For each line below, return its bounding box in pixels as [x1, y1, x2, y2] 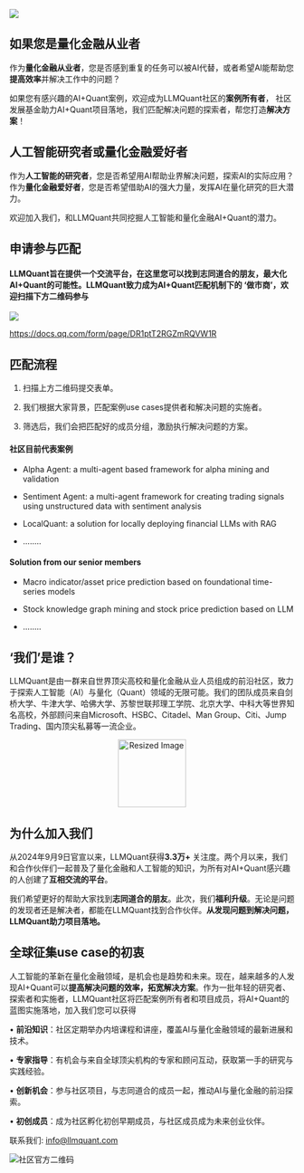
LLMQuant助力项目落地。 [9, 916, 106, 927]
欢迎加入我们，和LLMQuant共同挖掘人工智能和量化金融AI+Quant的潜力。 [9, 212, 282, 223]
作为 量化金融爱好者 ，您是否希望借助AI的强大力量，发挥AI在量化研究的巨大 [9, 181, 287, 192]
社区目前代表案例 [9, 443, 73, 454]
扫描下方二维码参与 [16, 291, 89, 301]
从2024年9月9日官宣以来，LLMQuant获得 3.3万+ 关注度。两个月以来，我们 [9, 852, 288, 863]
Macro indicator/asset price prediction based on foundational [22, 577, 252, 587]
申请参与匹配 [9, 241, 81, 257]
